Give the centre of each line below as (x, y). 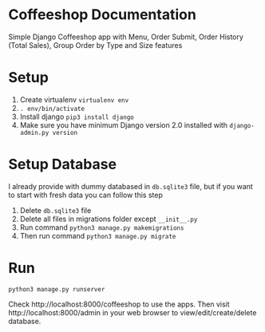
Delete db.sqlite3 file (55, 210)
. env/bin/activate (52, 109)
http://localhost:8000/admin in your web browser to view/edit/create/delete (132, 312)
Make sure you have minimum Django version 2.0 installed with (124, 125)
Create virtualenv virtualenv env (74, 99)
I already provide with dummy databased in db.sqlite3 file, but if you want (131, 186)
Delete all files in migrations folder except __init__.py (109, 219)
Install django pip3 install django (77, 117)
